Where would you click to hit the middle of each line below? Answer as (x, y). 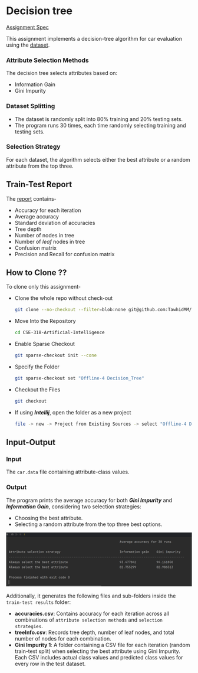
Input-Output (31, 442)
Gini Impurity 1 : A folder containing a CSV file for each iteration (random (102, 645)
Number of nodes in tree (44, 235)
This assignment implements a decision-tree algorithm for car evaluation (94, 38)
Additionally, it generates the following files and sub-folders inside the (91, 596)
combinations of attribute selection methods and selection (89, 620)
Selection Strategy (33, 147)
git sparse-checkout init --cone (56, 355)
